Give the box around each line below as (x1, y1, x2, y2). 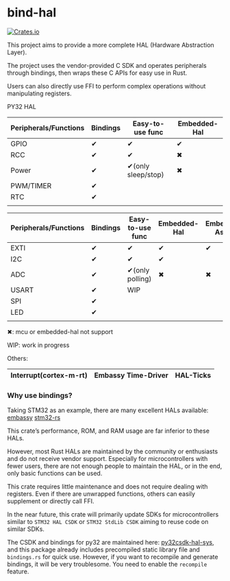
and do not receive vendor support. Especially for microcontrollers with (7, 455, 208, 463)
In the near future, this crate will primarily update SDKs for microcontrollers (7, 510, 219, 519)
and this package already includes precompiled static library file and (7, 545, 201, 554)
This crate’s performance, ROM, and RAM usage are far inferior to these (7, 427, 210, 435)
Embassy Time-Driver (94, 370, 169, 380)
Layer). (7, 48, 27, 56)
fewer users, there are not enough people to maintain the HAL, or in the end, (7, 462, 222, 471)
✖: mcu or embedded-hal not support (7, 327, 114, 335)
